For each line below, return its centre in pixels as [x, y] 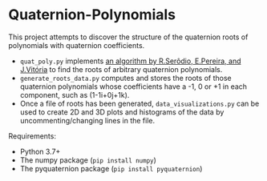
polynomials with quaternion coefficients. [77, 45]
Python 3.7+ [40, 151]
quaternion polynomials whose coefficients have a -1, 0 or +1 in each [133, 86]
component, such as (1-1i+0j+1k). [75, 95]
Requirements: [32, 136]
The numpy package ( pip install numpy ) [88, 160]
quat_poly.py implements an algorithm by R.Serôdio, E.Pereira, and [130, 61]
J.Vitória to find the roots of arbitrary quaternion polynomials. [121, 69]
